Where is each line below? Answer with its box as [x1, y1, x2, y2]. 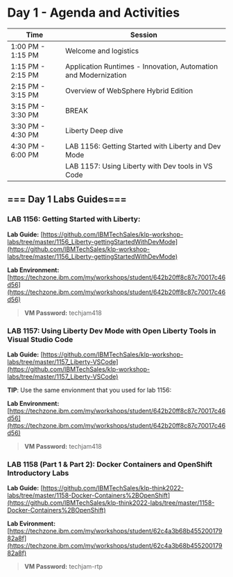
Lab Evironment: [7, 519, 56, 528]
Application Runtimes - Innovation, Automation [64, 61, 218, 71]
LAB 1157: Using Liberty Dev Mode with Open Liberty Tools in [7, 326, 216, 336]
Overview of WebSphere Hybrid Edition [64, 85, 193, 95]
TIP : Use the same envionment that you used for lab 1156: [7, 386, 172, 394]
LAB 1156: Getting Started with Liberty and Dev [64, 141, 221, 150]
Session [130, 30, 157, 40]
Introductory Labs [7, 468, 69, 478]
